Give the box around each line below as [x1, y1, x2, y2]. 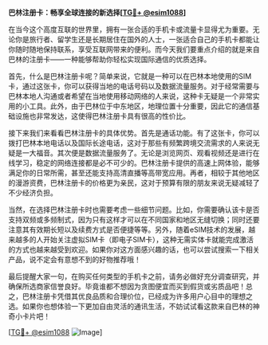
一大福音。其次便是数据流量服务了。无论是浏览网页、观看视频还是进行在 [22, 148, 260, 158]
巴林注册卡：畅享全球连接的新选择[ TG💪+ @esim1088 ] [8, 8, 187, 17]
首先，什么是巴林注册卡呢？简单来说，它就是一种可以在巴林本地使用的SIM [8, 72, 252, 80]
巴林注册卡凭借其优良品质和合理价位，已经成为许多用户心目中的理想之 [22, 292, 253, 301]
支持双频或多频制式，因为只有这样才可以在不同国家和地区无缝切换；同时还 [8, 215, 253, 224]
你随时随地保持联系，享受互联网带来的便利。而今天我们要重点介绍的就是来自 [8, 45, 260, 54]
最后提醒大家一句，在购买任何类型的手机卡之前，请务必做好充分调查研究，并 [8, 272, 260, 281]
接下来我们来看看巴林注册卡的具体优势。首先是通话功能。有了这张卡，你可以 [8, 128, 260, 138]
